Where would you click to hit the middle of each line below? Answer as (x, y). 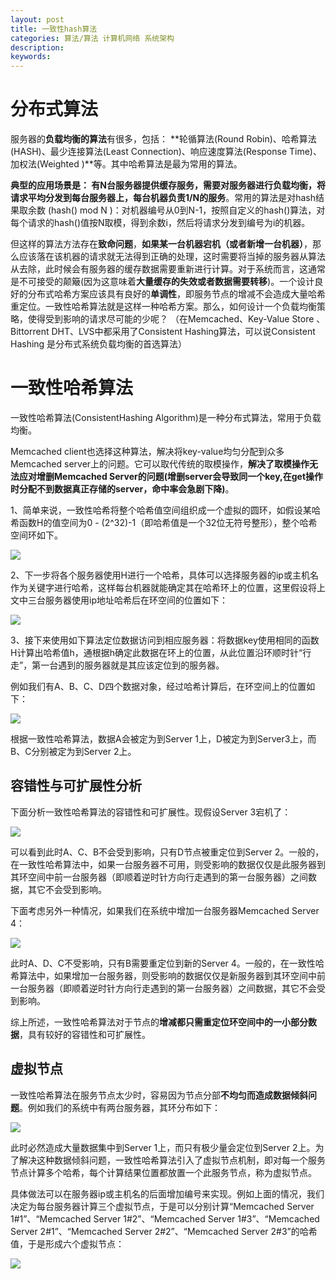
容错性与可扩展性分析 (76, 786)
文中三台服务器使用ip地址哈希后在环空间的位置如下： (119, 600)
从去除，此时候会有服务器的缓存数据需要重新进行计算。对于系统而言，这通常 (168, 269)
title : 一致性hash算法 (54, 29)
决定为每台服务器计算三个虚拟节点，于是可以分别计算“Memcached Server (162, 1206)
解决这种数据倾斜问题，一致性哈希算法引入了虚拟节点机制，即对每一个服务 (172, 1160)
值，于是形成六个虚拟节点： (67, 1243)
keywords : (31, 57)
